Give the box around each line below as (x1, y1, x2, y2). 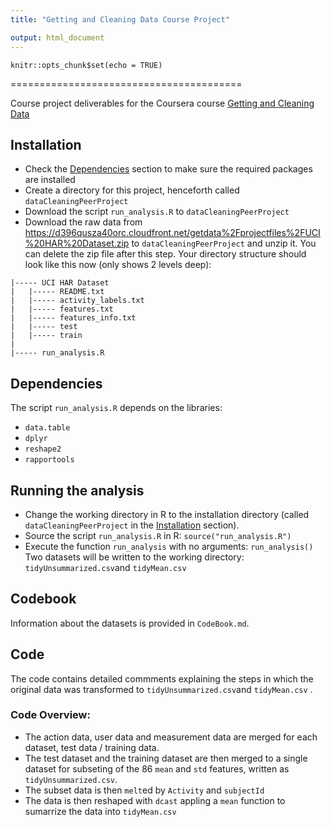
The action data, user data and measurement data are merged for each (24, 731, 318, 743)
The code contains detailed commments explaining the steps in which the (10, 672, 314, 685)
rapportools (24, 455, 75, 465)
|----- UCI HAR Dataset (10, 278, 110, 288)
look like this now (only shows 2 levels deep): (24, 259, 212, 271)
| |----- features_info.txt (10, 313, 137, 323)
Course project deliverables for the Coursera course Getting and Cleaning (10, 97, 315, 109)
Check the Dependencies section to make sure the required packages (24, 163, 313, 175)
